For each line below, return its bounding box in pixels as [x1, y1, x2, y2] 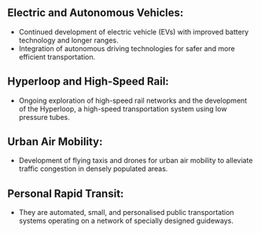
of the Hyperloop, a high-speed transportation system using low [18, 104, 227, 113]
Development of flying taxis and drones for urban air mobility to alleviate [18, 156, 253, 166]
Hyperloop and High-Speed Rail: [7, 75, 170, 89]
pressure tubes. [18, 112, 70, 122]
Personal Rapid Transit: [7, 187, 124, 200]
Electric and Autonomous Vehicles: [7, 6, 184, 20]
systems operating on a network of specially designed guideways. [18, 216, 233, 226]
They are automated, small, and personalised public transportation [18, 208, 234, 217]
